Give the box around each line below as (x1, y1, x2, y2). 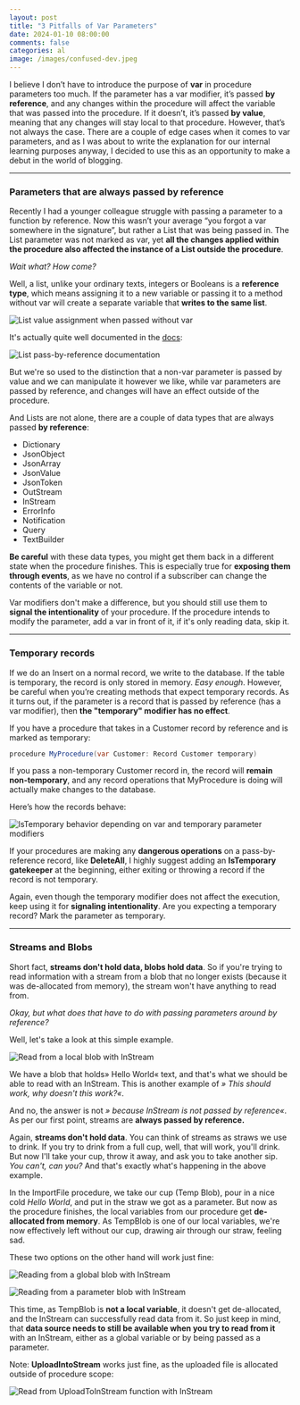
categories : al (9, 46, 66, 55)
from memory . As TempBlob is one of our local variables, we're (46, 1216, 280, 1226)
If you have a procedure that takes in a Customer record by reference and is (9, 723, 288, 733)
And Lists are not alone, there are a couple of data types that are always (9, 413, 274, 423)
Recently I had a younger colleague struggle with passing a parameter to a (9, 206, 283, 217)
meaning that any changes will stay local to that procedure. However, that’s (9, 117, 286, 128)
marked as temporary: (9, 732, 91, 742)
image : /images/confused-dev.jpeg (9, 54, 138, 63)
